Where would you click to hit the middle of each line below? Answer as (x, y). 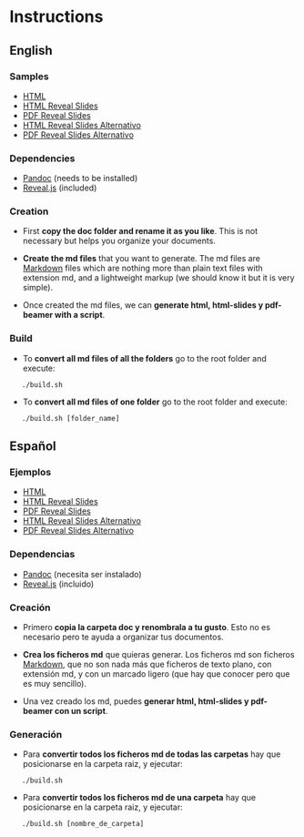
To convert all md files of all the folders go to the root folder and (144, 358)
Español (33, 447)
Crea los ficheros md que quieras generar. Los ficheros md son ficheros (158, 655)
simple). (37, 288)
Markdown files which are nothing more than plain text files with (143, 268)
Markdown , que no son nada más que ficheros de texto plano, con (147, 664)
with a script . (80, 315)
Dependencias (42, 555)
